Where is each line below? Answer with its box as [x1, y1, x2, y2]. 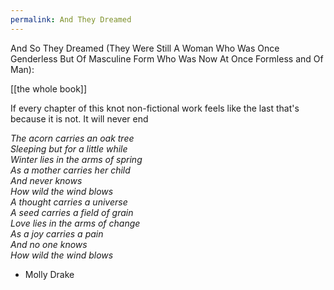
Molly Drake [24, 268, 75, 280]
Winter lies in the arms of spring [10, 153, 143, 165]
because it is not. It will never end [10, 112, 149, 125]
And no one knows [10, 238, 88, 250]
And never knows [10, 174, 83, 186]
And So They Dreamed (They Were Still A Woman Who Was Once [10, 42, 280, 54]
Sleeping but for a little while [10, 142, 128, 155]
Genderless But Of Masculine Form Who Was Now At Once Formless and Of [10, 52, 324, 65]
